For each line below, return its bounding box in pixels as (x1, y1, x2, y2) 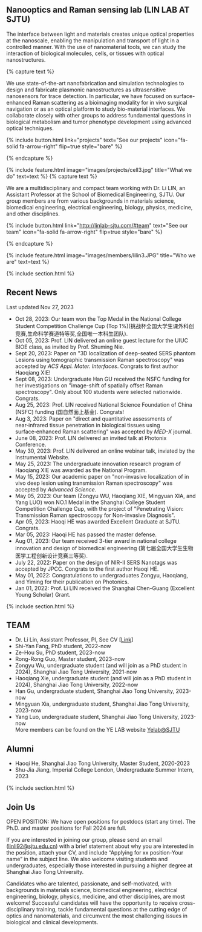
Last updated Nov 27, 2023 (6, 303, 74, 310)
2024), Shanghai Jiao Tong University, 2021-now (15, 668, 137, 675)
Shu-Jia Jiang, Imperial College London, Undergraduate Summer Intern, (15, 766, 194, 773)
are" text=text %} (6, 258, 50, 265)
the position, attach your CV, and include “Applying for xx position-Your (6, 849, 183, 856)
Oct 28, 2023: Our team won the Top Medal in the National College (15, 315, 181, 323)
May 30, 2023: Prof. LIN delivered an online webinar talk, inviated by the (15, 447, 195, 455)
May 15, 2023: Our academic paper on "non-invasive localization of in (15, 473, 189, 480)
